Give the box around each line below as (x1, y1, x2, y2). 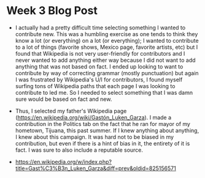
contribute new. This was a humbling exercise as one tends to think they (15, 30, 198, 37)
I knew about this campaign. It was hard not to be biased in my (15, 133, 174, 141)
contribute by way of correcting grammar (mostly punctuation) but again (15, 69, 199, 76)
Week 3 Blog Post (6, 4, 98, 18)
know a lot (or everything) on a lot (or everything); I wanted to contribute (15, 37, 199, 44)
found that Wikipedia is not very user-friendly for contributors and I (15, 50, 185, 57)
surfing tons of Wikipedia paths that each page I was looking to (15, 82, 176, 89)
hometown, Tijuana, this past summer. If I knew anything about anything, (15, 127, 199, 134)
